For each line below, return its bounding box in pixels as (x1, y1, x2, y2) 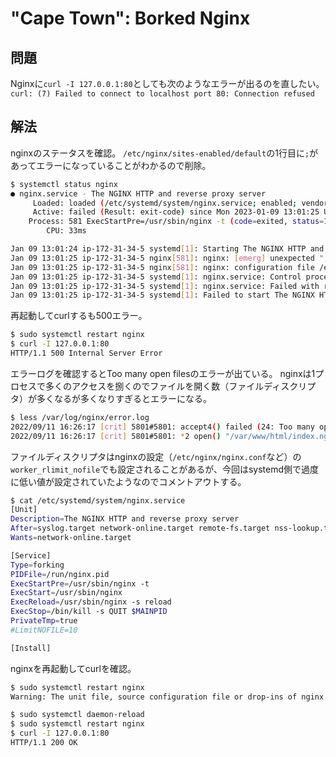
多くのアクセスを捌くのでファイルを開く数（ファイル (44, 380, 265, 392)
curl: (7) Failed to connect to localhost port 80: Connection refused (10, 89, 315, 99)
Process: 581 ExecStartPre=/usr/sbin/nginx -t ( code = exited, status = (28, 217, 325, 227)
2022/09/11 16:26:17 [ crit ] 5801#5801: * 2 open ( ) (10, 431, 222, 441)
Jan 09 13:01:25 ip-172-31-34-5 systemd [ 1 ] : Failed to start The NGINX (10, 290, 315, 301)
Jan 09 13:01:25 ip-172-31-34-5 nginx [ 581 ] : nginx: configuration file (10, 262, 315, 272)
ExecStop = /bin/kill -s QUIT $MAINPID (10, 607, 168, 617)
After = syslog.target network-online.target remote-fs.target (10, 523, 271, 534)
